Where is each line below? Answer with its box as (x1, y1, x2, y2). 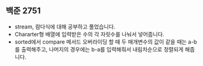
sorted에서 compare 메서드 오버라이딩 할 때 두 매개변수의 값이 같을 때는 (14, 38, 187, 45)
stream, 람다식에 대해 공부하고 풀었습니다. (14, 23, 116, 30)
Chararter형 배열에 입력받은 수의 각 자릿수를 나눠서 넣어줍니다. (14, 30, 164, 38)
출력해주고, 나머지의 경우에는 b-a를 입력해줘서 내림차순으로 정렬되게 (21, 45, 184, 53)
